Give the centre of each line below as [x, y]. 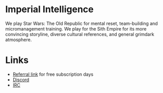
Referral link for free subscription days [53, 74]
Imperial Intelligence [50, 9]
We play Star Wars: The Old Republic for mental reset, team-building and [81, 23]
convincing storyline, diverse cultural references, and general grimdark [80, 34]
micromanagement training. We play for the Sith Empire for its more [76, 28]
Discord [21, 79]
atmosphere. [19, 40]
